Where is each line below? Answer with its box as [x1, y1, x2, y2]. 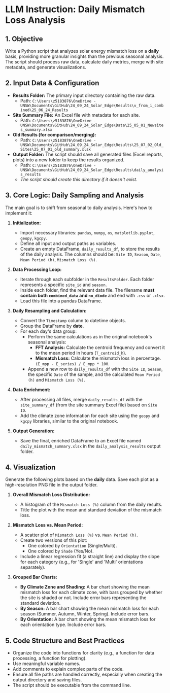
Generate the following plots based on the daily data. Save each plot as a [5, 476, 159, 482]
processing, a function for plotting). [12, 655, 87, 662]
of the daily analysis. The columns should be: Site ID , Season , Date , [20, 251, 161, 257]
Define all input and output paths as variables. [20, 240, 117, 247]
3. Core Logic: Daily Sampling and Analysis [5, 191, 144, 200]
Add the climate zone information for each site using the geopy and [20, 412, 160, 419]
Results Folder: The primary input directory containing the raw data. [12, 92, 156, 98]
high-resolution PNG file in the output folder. [5, 482, 98, 488]
